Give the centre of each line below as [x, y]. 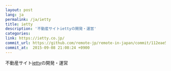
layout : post [19, 10]
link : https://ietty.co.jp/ [35, 39]
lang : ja [15, 15]
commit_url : [18, 43]
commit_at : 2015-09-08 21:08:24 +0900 [48, 48]
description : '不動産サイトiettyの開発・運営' [51, 29]
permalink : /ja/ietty [28, 19]
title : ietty [19, 24]
